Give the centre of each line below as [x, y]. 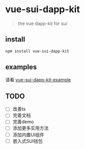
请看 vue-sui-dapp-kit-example [38, 80]
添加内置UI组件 [28, 135]
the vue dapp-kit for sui [42, 23]
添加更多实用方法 [31, 128]
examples [21, 67]
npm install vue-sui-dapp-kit [37, 51]
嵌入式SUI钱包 [27, 141]
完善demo [23, 122]
